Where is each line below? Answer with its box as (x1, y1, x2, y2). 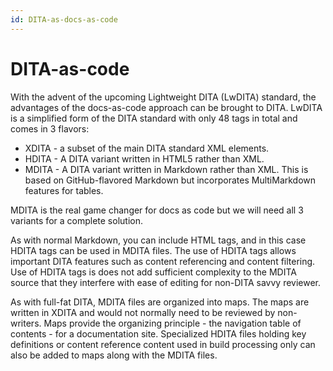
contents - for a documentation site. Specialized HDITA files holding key (10, 327, 307, 340)
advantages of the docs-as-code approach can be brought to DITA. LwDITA (10, 101, 323, 113)
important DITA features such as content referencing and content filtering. (10, 255, 316, 267)
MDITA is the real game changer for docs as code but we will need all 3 (10, 204, 304, 216)
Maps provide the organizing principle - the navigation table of (43, 317, 302, 329)
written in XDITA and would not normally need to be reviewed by (10, 306, 276, 318)
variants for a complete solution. (10, 214, 143, 226)
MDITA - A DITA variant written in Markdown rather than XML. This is (24, 163, 309, 175)
